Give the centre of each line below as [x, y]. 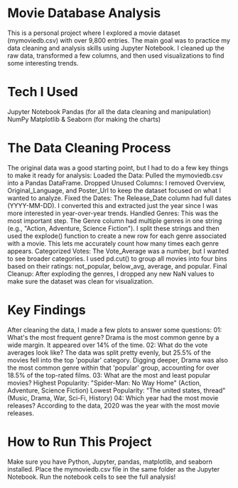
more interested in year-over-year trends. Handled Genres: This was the [113, 213]
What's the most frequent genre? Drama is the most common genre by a [113, 337]
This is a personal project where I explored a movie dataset [94, 33]
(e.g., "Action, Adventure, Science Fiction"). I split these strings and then [113, 228]
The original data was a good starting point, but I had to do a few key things [118, 167]
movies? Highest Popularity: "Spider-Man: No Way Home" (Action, [104, 383]
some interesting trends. [43, 63]
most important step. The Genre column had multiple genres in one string [115, 220]
